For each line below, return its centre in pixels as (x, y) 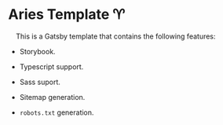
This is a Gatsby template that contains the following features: (115, 36)
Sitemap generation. (52, 97)
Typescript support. (51, 66)
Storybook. (38, 51)
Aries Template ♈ (67, 15)
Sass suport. (40, 82)
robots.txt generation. (57, 112)
